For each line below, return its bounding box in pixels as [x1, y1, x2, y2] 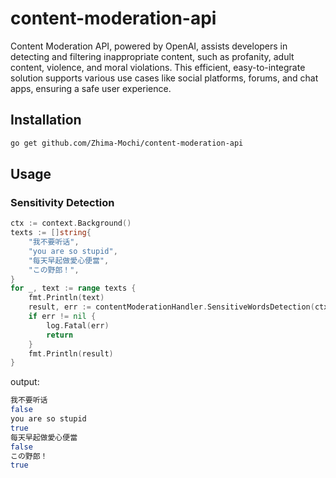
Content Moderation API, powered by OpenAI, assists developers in [10, 40, 288, 52]
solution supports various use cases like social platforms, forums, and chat [10, 72, 319, 84]
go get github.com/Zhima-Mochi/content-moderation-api [10, 138, 244, 148]
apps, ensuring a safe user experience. [10, 82, 172, 94]
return [46, 330, 74, 340]
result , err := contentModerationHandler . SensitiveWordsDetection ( [28, 302, 315, 312]
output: [10, 376, 40, 388]
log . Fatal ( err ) [46, 320, 110, 331]
